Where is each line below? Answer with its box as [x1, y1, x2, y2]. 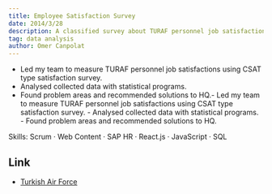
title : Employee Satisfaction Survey [8, 11, 136, 20]
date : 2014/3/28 [8, 19, 63, 28]
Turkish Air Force [19, 176, 78, 187]
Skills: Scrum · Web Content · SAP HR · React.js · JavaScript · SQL [8, 131, 227, 142]
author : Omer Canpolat [8, 42, 85, 50]
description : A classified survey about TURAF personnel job [8, 27, 219, 35]
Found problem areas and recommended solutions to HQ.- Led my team [19, 90, 261, 100]
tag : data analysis [8, 34, 74, 43]
